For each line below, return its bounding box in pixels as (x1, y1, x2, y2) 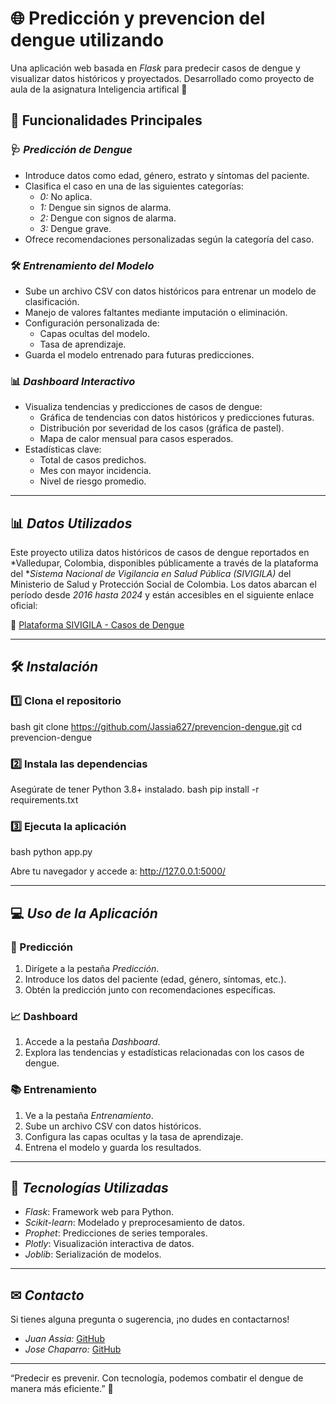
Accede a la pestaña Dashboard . (24, 1036, 161, 1048)
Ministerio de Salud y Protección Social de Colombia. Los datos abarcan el (10, 578, 317, 591)
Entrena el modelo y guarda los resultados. (24, 1141, 202, 1153)
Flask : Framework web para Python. (24, 1206, 175, 1218)
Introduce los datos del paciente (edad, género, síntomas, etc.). (24, 973, 287, 985)
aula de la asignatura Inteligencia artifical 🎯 (10, 83, 188, 95)
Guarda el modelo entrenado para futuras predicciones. (24, 348, 255, 361)
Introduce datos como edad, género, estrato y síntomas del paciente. (24, 169, 310, 181)
